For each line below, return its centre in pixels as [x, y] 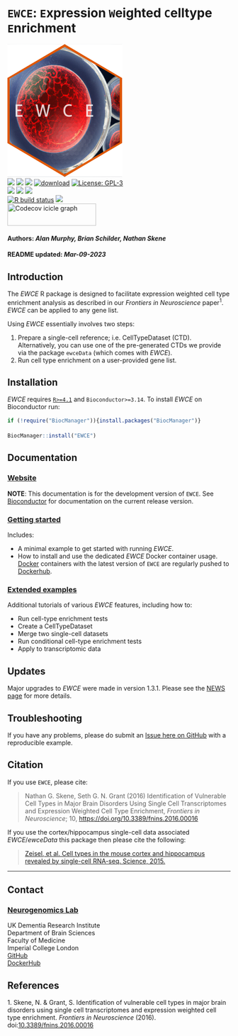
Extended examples [42, 589]
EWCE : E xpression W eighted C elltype [110, 13]
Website [22, 478]
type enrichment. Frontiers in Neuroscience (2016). [82, 1018]
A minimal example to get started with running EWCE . [96, 549]
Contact [25, 890]
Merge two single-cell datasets [63, 634]
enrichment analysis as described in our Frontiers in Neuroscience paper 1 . [115, 301]
